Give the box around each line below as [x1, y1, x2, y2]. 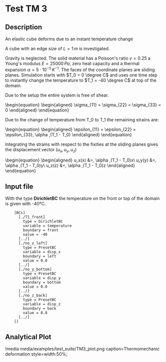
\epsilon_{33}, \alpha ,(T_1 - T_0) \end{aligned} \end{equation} [5, 131, 132, 137]
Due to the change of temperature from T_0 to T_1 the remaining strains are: [5, 116, 159, 122]
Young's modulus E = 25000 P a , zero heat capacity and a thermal [5, 61, 140, 66]
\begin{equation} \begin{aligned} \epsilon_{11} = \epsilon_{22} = [5, 126, 136, 132]
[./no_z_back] [18, 293, 48, 298]
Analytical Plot [5, 333, 52, 341]
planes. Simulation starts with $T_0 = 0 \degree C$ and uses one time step [5, 72, 158, 78]
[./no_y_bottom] [18, 267, 52, 272]
